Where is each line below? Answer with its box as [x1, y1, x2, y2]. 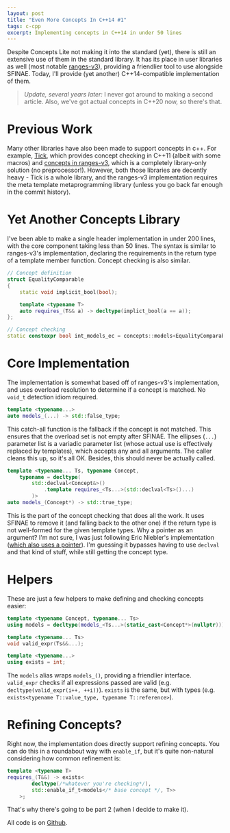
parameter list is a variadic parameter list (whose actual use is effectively [7, 439, 213, 447]
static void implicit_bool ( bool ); [19, 288, 118, 295]
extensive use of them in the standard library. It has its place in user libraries [7, 55, 222, 64]
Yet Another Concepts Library [7, 212, 181, 227]
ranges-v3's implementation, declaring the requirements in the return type [7, 249, 217, 258]
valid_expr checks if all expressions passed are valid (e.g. [7, 679, 172, 687]
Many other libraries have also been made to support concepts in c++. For [7, 145, 217, 153]
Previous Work [7, 121, 93, 137]
